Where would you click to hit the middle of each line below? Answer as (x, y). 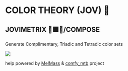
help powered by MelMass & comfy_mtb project (55, 63)
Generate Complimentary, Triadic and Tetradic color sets (64, 44)
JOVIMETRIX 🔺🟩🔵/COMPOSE (52, 29)
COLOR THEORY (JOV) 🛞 (57, 10)
